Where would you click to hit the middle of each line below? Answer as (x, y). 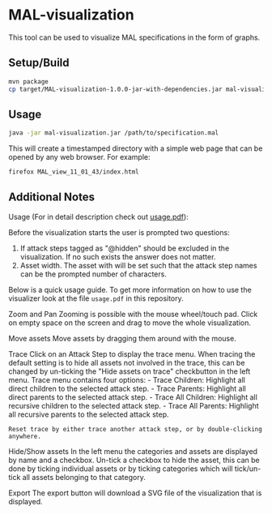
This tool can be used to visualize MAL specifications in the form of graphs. (134, 37)
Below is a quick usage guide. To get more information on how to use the (130, 289)
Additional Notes (52, 197)
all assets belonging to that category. (84, 477)
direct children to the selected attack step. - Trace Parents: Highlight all (127, 388)
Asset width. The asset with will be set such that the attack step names (138, 265)
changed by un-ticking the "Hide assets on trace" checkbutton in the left (130, 371)
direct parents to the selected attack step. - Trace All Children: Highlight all (133, 397)
